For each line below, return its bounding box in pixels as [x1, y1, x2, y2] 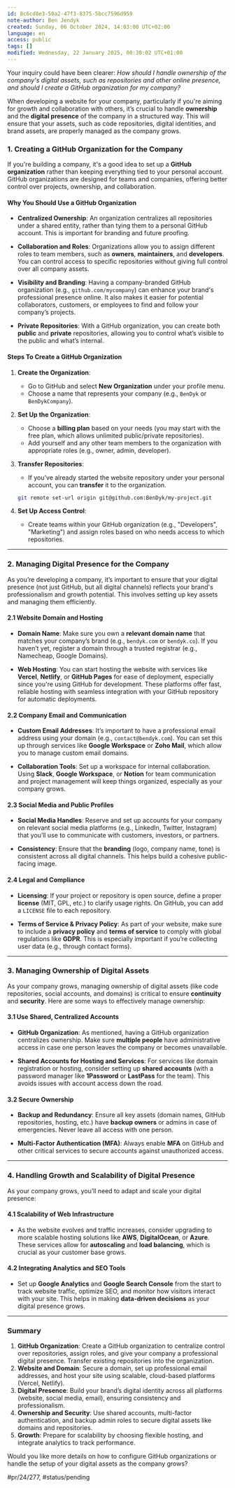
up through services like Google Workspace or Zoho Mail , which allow [17, 742, 222, 750]
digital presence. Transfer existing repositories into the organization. [17, 1356, 215, 1365]
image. [37, 859, 57, 868]
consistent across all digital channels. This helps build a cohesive [17, 852, 206, 861]
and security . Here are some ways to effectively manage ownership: [7, 996, 205, 1005]
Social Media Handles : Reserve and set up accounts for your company [17, 816, 222, 825]
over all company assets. [17, 265, 90, 273]
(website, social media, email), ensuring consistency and [17, 1394, 181, 1403]
